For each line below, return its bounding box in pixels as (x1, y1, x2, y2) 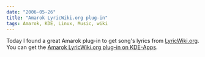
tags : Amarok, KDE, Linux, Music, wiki (6, 20, 108, 26)
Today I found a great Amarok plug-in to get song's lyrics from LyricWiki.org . (6, 37, 199, 45)
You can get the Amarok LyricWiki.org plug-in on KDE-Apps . (6, 44, 158, 51)
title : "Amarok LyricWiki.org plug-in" (6, 15, 108, 21)
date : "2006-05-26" (6, 9, 56, 15)
